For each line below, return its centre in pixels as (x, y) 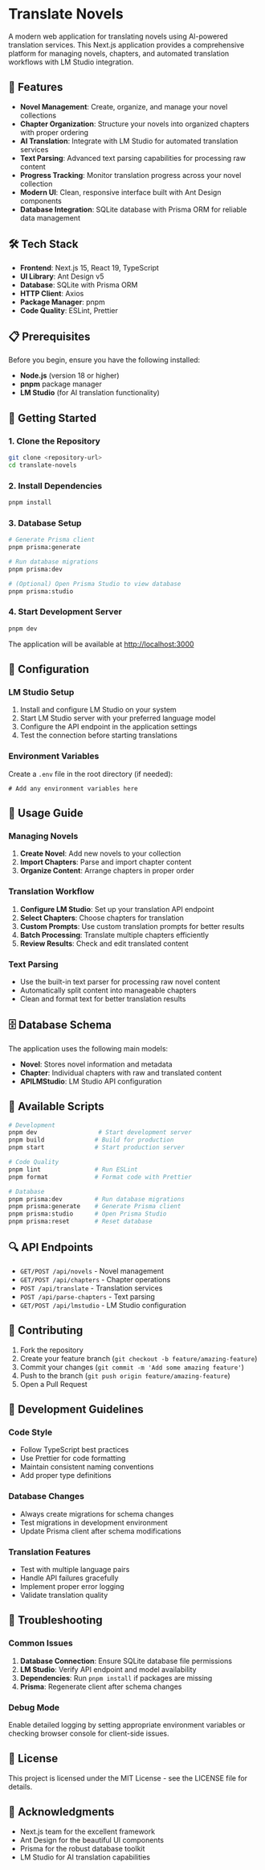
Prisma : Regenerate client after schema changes (101, 1686)
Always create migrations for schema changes (97, 1513)
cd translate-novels (43, 465)
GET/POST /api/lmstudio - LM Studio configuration (103, 1305)
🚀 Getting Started (53, 418)
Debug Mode (34, 1707)
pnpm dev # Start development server (100, 1133)
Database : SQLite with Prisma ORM (79, 285)
